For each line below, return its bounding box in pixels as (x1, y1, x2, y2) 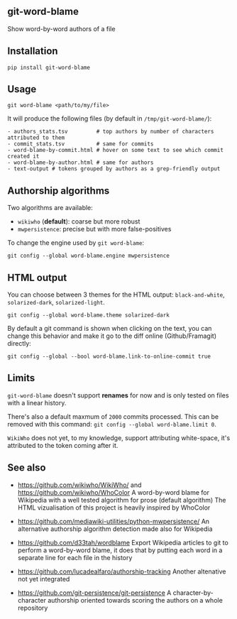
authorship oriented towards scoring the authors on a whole (47, 596, 224, 604)
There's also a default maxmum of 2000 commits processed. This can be (7, 412, 219, 421)
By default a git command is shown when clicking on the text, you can (7, 324, 212, 333)
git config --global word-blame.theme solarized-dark (7, 312, 170, 319)
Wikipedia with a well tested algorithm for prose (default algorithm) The (17, 495, 226, 504)
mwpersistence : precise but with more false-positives (17, 225, 172, 234)
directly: (7, 339, 32, 348)
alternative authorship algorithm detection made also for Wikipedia (17, 525, 213, 533)
